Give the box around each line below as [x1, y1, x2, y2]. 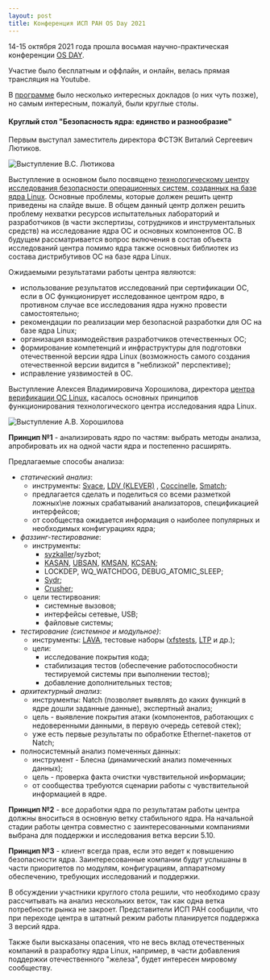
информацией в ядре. [31, 789, 107, 799]
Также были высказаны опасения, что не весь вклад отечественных [8, 936, 245, 947]
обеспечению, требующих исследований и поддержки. [8, 871, 200, 881]
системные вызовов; [44, 600, 117, 610]
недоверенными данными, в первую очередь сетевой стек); [31, 720, 242, 730]
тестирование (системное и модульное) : [19, 626, 161, 636]
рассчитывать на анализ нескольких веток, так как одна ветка [8, 895, 226, 905]
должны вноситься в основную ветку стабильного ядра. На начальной [8, 813, 254, 823]
